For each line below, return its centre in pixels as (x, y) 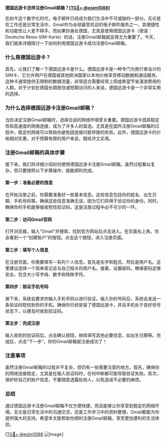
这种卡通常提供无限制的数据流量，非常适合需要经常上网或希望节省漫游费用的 (83, 81)
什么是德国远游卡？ (28, 57)
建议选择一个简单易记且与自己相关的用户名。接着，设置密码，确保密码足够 (85, 268)
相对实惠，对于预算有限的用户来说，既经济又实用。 (61, 138)
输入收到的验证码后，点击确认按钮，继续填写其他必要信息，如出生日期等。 (81, 335)
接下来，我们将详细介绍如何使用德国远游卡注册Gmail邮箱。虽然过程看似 (78, 164)
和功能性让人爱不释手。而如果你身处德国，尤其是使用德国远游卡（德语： (79, 31)
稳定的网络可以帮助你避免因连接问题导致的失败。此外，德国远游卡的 (87, 132)
